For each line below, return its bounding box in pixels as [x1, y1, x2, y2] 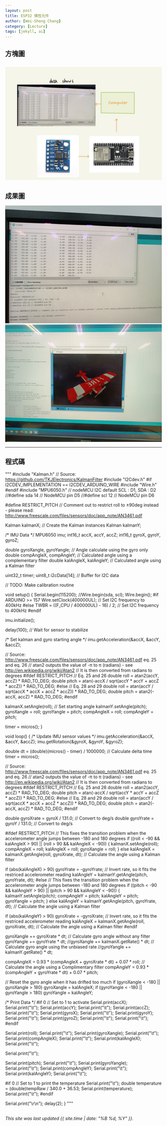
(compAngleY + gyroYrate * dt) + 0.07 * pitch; [5, 969, 98, 975]
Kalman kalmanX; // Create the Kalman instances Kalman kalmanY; [5, 522, 142, 528]
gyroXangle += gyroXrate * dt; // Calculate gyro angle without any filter [5, 933, 151, 939]
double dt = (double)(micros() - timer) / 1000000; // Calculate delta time [5, 748, 153, 754]
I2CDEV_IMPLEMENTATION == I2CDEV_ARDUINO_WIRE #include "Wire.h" [5, 481, 158, 488]
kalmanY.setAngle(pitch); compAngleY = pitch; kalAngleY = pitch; [5, 892, 139, 899]
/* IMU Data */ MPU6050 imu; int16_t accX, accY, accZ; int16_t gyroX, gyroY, [5, 532, 161, 538]
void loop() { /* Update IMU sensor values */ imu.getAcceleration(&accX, [5, 733, 154, 739]
